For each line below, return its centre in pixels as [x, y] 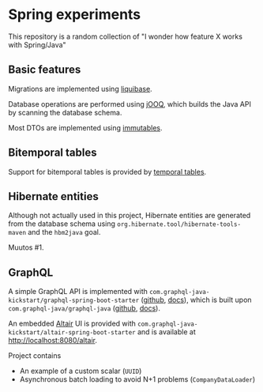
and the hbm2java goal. [64, 232]
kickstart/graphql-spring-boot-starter [74, 301]
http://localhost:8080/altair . [53, 341]
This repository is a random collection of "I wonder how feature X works [126, 36]
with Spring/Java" [37, 44]
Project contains [35, 356]
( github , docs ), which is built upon [196, 300]
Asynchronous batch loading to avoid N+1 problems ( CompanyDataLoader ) [137, 379]
